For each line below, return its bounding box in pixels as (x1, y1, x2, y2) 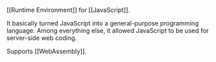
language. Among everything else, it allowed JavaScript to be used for (6, 27, 209, 34)
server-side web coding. (6, 34, 78, 42)
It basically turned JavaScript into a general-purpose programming (6, 19, 199, 27)
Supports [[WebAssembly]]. (6, 48, 87, 55)
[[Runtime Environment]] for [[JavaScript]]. (6, 6, 131, 14)
